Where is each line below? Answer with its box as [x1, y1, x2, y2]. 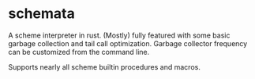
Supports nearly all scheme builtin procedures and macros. [8, 62, 201, 71]
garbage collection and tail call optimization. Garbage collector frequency [8, 38, 248, 48]
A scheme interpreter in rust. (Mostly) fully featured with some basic [8, 31, 231, 40]
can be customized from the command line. [8, 47, 150, 56]
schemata [8, 5, 75, 23]
